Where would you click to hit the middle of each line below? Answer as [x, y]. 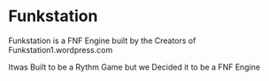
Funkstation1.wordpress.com [61, 49]
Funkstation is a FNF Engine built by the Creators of [102, 40]
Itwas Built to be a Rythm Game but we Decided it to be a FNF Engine [134, 67]
